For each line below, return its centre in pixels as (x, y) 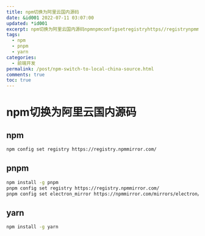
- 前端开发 (24, 63)
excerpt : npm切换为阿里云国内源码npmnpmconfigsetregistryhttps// (86, 29)
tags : (13, 35)
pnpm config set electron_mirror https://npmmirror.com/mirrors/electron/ (103, 194)
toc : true (19, 80)
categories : (21, 57)
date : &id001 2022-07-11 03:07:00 (50, 18)
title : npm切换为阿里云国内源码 (43, 12)
